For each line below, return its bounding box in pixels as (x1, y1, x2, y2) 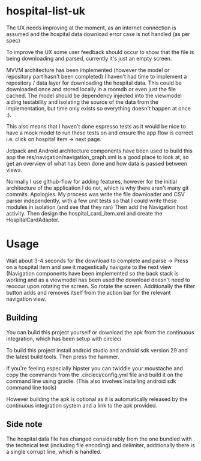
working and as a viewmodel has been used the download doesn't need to (6, 276, 190, 283)
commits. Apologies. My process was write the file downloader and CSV (6, 190, 185, 197)
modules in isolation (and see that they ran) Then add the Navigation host (6, 203, 188, 211)
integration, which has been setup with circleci (6, 335, 122, 342)
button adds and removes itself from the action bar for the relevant (6, 289, 171, 296)
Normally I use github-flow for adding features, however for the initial (6, 178, 177, 185)
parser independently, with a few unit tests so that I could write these (6, 197, 177, 204)
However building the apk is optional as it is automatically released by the (6, 395, 188, 403)
